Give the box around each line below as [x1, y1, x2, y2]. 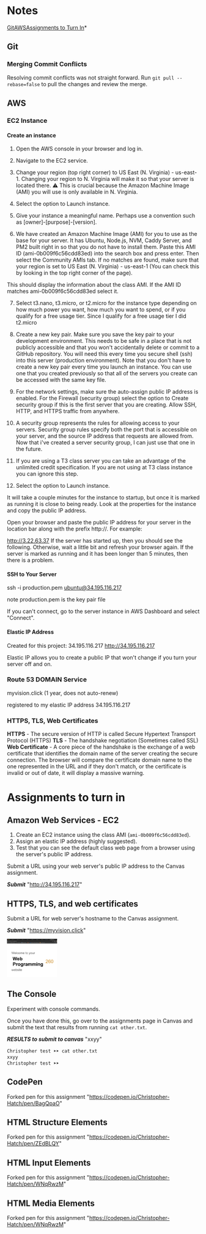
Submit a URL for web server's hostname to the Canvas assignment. [7, 914, 179, 922]
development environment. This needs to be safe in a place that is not [15, 337, 192, 345]
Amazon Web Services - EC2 [7, 815, 119, 825]
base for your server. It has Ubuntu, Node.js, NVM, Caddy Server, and [15, 237, 192, 244]
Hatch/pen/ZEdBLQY [7, 1140, 60, 1147]
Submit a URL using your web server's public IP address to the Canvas [7, 862, 185, 870]
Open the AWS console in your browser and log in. [15, 145, 143, 153]
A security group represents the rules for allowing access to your [15, 419, 180, 427]
